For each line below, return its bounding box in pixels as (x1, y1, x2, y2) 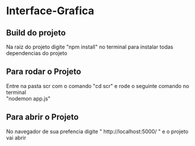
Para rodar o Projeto (6, 67, 81, 77)
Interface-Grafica (6, 4, 95, 18)
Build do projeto (6, 28, 66, 38)
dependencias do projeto (6, 50, 68, 57)
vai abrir (6, 134, 27, 141)
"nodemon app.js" (6, 95, 51, 102)
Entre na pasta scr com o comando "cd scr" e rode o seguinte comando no (6, 82, 190, 89)
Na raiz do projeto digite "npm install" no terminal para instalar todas (6, 43, 174, 50)
